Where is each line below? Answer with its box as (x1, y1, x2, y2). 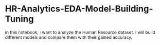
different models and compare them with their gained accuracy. (5, 34, 133, 40)
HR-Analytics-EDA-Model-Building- (5, 3, 153, 14)
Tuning (5, 13, 34, 24)
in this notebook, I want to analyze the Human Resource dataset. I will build (5, 29, 156, 35)
